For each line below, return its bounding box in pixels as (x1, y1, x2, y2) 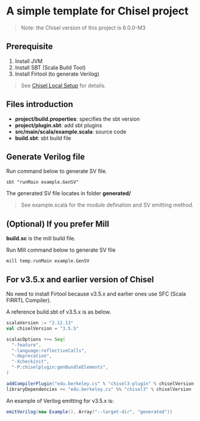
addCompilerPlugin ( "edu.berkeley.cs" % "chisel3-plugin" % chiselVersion (6, 380, 195, 387)
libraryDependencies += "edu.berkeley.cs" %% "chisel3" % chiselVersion (6, 386, 192, 392)
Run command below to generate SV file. (6, 168, 108, 175)
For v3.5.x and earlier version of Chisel (6, 274, 154, 285)
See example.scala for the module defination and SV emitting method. (20, 201, 194, 208)
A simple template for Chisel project (6, 4, 189, 18)
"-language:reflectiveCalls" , (11, 347, 87, 354)
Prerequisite (6, 41, 53, 52)
